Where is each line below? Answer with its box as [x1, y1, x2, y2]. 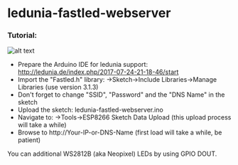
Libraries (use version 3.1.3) [17, 83, 99, 92]
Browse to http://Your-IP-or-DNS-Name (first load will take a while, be [17, 128, 222, 137]
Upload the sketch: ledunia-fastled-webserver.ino [17, 105, 163, 115]
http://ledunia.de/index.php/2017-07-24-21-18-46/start [17, 68, 179, 76]
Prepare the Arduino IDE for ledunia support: [17, 60, 148, 69]
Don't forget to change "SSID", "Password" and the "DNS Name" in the [17, 90, 225, 99]
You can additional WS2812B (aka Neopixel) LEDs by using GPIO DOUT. [7, 149, 217, 158]
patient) [17, 136, 41, 144]
